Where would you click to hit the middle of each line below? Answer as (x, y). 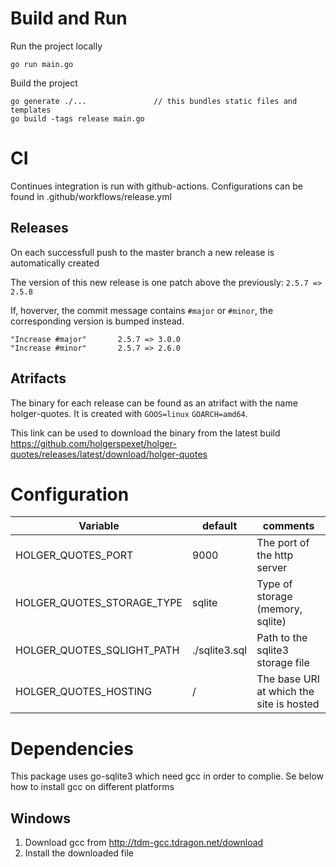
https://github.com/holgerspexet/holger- (93, 443)
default (219, 526)
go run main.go (42, 64)
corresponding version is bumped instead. (97, 321)
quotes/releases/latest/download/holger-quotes (109, 454)
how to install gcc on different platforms (92, 787)
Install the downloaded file (79, 853)
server (272, 568)
